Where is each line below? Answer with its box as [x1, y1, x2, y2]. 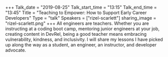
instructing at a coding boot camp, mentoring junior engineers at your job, [5, 26, 160, 32]
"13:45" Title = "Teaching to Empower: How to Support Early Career [5, 10, 147, 16]
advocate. [5, 47, 26, 53]
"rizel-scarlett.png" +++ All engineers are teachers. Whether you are [5, 20, 149, 26]
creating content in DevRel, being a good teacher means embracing [5, 31, 147, 37]
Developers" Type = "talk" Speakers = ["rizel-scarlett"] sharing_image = [5, 15, 156, 21]
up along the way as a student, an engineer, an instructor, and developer [5, 42, 157, 47]
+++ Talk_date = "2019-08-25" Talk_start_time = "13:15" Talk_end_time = [5, 5, 157, 10]
